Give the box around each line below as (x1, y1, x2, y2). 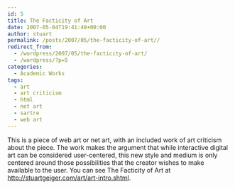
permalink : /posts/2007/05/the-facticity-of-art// (7, 37, 160, 44)
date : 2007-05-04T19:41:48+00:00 (7, 23, 106, 31)
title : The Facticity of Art (7, 17, 94, 24)
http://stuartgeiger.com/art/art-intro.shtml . (7, 173, 131, 182)
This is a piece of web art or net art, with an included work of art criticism (7, 136, 222, 144)
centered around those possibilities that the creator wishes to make (7, 158, 204, 167)
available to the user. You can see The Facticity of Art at (7, 166, 171, 174)
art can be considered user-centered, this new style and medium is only (7, 151, 218, 159)
